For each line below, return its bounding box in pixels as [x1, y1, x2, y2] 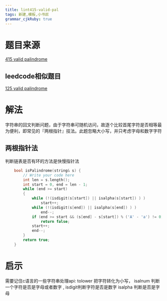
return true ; [23, 237, 50, 242]
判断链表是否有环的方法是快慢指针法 [5, 158, 80, 164]
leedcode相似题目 [5, 72, 61, 80]
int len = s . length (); [23, 177, 70, 182]
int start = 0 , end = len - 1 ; [23, 182, 88, 187]
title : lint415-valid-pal [5, 7, 59, 12]
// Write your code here [23, 173, 75, 178]
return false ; [40, 219, 70, 224]
